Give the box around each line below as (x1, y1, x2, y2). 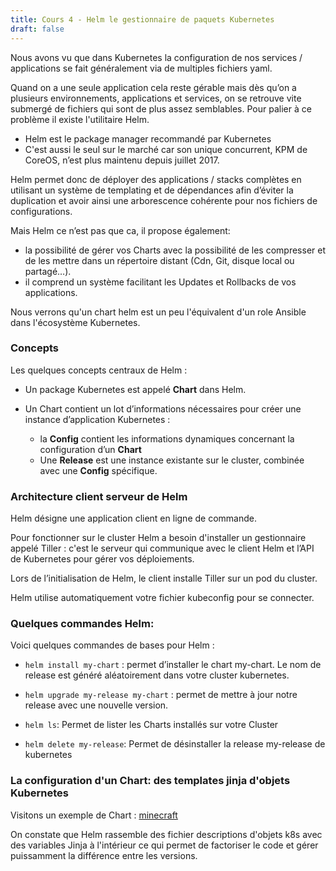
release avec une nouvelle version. (24, 699, 169, 711)
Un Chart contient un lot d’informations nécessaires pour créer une (24, 402, 302, 415)
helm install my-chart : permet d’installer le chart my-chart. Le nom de (24, 659, 322, 671)
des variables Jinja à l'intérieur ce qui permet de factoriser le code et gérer (10, 839, 319, 851)
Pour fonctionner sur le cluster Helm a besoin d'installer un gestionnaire (10, 532, 307, 544)
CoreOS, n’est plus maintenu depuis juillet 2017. (24, 154, 220, 166)
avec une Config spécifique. (39, 464, 158, 476)
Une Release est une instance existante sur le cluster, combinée (39, 454, 305, 466)
